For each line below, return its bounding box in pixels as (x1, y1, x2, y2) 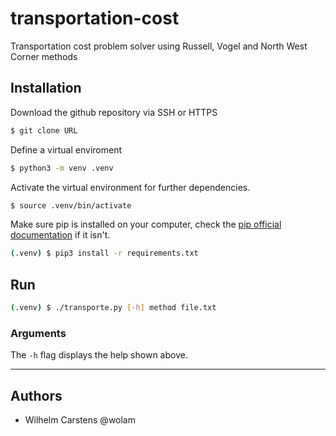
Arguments (10, 326, 67, 340)
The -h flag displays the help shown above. (10, 349, 188, 361)
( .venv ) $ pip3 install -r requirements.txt (10, 248, 199, 259)
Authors (10, 387, 63, 404)
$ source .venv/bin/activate (10, 200, 132, 211)
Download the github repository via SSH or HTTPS (10, 106, 218, 118)
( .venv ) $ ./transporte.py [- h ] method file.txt (10, 303, 217, 313)
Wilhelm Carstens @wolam (24, 414, 136, 426)
